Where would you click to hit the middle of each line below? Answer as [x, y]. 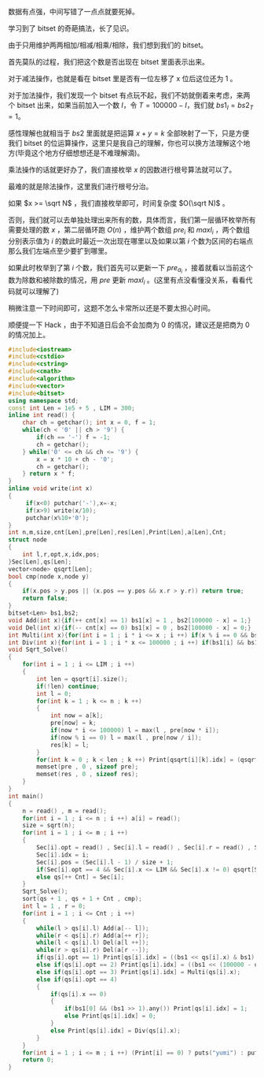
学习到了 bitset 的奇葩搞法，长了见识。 [71, 28]
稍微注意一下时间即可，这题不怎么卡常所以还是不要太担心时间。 [111, 308]
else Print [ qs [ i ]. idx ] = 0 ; [110, 1016]
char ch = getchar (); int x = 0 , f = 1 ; [89, 423]
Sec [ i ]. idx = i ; [63, 855]
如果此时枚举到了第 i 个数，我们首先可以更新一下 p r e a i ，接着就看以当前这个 [131, 269]
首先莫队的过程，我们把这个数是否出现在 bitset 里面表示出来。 [109, 62]
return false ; [45, 598]
